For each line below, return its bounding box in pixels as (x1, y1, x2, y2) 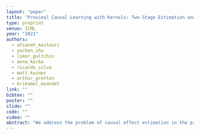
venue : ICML (6, 25, 36, 32)
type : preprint (6, 20, 44, 26)
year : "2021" (6, 31, 39, 37)
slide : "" (6, 103, 31, 109)
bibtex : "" (6, 92, 33, 98)
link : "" (6, 87, 28, 93)
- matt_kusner (11, 70, 46, 76)
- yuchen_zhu (11, 48, 44, 54)
